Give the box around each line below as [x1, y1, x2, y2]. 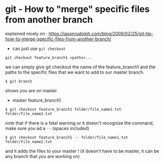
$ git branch [5, 79, 32, 84]
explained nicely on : [5, 30, 48, 36]
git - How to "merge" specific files [5, 3, 150, 15]
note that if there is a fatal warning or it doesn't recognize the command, [5, 120, 154, 126]
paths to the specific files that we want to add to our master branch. [5, 69, 145, 75]
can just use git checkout [12, 45, 66, 51]
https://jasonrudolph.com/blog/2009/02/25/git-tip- [48, 30, 154, 36]
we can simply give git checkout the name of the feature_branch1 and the [5, 64, 156, 70]
